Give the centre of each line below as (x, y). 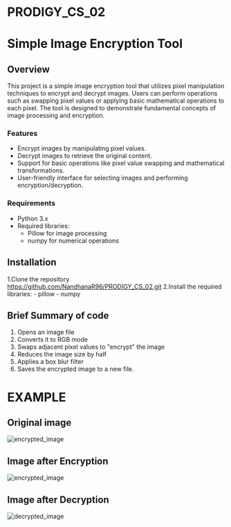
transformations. (41, 171)
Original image (39, 423)
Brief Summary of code (58, 315)
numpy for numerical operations (73, 241)
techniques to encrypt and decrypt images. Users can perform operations (112, 94)
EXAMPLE (37, 397)
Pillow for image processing (67, 233)
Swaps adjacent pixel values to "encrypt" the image (91, 347)
